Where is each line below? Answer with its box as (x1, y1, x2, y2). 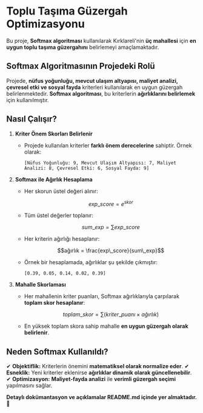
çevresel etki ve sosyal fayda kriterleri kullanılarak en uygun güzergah (6, 83, 183, 91)
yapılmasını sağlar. (6, 382, 53, 389)
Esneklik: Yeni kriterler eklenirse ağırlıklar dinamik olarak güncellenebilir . (6, 369, 192, 376)
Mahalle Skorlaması (15, 281, 66, 288)
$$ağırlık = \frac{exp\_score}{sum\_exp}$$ (57, 247, 165, 255)
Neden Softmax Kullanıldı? (6, 346, 108, 357)
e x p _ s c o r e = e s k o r (88, 199, 133, 207)
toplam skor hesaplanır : (24, 299, 85, 307)
